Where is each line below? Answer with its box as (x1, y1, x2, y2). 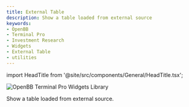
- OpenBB (6, 26, 29, 32)
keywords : (6, 20, 32, 26)
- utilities (6, 54, 37, 61)
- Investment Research (6, 37, 64, 43)
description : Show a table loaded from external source (6, 15, 152, 21)
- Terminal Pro (6, 32, 45, 38)
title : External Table (6, 9, 64, 15)
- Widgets (6, 43, 32, 50)
